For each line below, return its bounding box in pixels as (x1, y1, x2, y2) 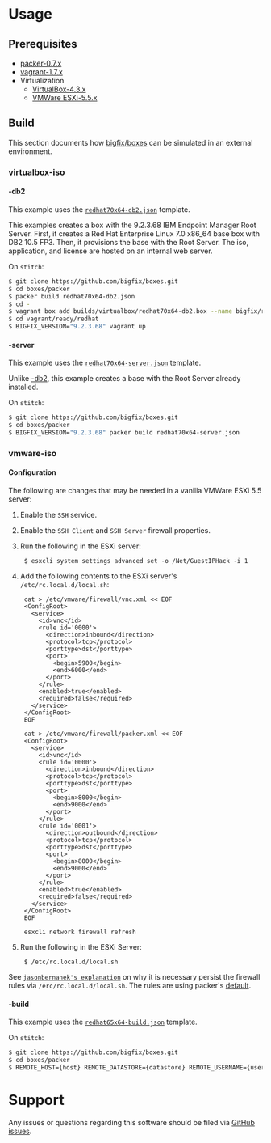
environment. (8, 146, 52, 156)
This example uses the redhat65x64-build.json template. (8, 1017, 198, 1027)
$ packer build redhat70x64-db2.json (8, 292, 135, 300)
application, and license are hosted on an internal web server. (8, 246, 213, 256)
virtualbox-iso (8, 167, 65, 178)
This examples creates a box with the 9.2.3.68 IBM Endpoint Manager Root (8, 220, 256, 230)
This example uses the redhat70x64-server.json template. (8, 358, 202, 368)
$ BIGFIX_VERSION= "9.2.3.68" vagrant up (8, 323, 147, 331)
